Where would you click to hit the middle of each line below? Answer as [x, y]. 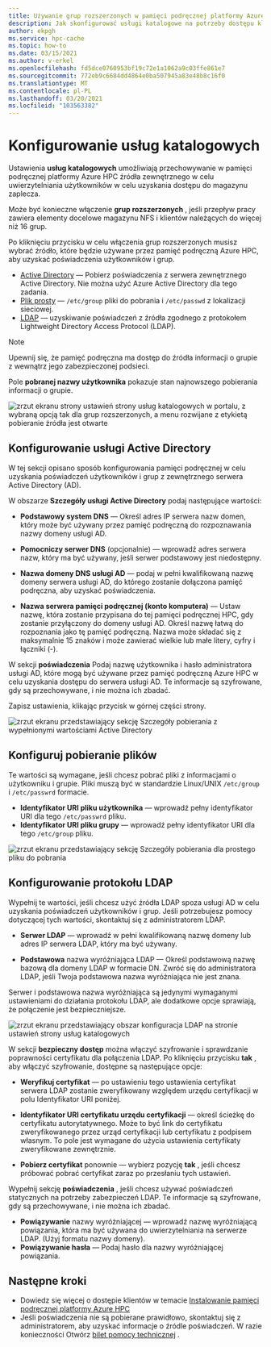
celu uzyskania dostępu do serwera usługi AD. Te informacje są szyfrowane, [135, 682]
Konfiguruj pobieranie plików [83, 755]
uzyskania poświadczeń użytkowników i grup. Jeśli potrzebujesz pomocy [130, 911]
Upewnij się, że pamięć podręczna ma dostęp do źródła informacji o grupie [133, 358]
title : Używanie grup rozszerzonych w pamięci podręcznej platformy [126, 16]
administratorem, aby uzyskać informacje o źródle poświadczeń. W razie [141, 1326]
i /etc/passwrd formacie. [49, 792]
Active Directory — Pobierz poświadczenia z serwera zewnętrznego [133, 275]
